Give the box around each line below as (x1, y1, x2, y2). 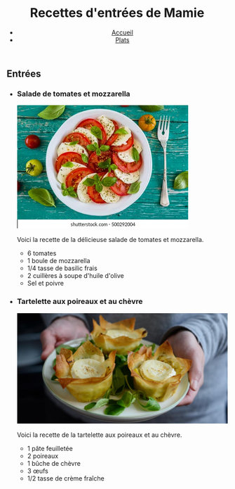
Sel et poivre (27, 279, 65, 288)
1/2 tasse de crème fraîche (27, 474, 105, 483)
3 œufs (27, 466, 48, 476)
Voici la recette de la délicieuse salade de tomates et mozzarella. (16, 236, 204, 244)
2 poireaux (27, 452, 59, 460)
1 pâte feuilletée (27, 445, 73, 453)
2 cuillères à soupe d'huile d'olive (27, 272, 124, 280)
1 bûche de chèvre (27, 459, 81, 468)
